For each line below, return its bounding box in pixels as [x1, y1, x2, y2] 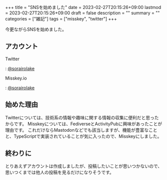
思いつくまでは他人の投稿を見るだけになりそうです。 [5, 170, 114, 176]
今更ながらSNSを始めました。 [5, 26, 67, 32]
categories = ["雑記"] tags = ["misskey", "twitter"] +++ [5, 16, 117, 21]
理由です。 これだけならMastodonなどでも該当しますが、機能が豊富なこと [5, 127, 158, 133]
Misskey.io [5, 75, 27, 81]
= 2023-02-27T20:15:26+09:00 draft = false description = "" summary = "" [5, 10, 160, 16]
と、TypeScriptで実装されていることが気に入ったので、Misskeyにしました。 [5, 133, 162, 139]
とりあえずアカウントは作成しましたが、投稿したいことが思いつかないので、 [5, 163, 163, 169]
